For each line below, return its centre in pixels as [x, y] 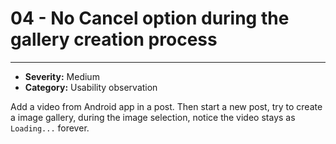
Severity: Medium [62, 76]
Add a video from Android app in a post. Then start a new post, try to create [166, 106]
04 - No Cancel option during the [150, 18]
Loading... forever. [50, 128]
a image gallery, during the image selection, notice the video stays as [153, 117]
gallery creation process [114, 39]
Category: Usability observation [91, 87]
